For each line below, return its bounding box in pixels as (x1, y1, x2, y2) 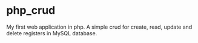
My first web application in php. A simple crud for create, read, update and (6, 23, 193, 30)
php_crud (6, 4, 56, 17)
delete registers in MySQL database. (6, 29, 97, 36)
